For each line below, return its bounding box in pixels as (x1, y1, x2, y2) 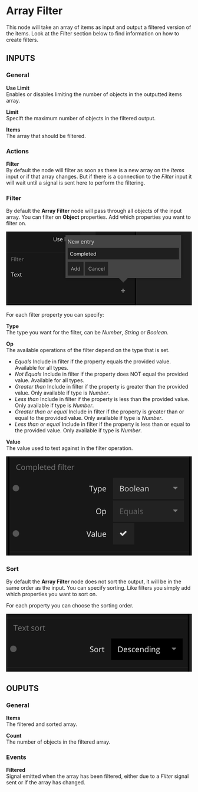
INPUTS (6, 53, 35, 63)
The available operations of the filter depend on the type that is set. (6, 347, 170, 354)
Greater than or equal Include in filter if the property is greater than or (14, 408, 184, 415)
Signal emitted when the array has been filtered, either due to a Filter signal (6, 773, 189, 780)
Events (6, 753, 27, 761)
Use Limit (6, 84, 30, 91)
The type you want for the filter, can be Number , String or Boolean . (6, 329, 169, 336)
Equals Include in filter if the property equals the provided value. (14, 358, 171, 365)
